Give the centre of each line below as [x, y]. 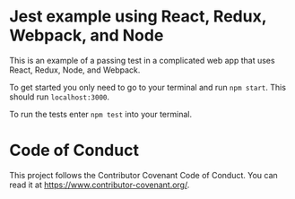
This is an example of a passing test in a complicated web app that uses [142, 60]
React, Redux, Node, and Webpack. [75, 70]
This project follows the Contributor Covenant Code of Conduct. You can [143, 175]
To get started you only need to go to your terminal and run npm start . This [148, 87]
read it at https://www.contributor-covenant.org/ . [100, 185]
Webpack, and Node [87, 35]
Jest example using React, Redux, [138, 17]
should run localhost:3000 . [60, 97]
